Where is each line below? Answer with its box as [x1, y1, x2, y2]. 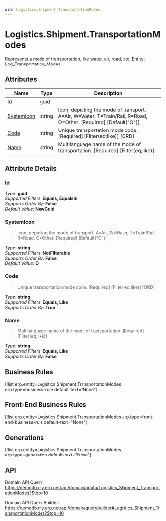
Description [94, 90, 123, 97]
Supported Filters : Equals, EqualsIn [5, 195, 78, 201]
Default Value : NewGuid [5, 206, 55, 212]
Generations [5, 433, 44, 442]
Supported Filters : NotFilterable [5, 250, 71, 256]
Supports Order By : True [5, 304, 56, 310]
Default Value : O [5, 260, 39, 266]
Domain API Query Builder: [5, 500, 60, 506]
